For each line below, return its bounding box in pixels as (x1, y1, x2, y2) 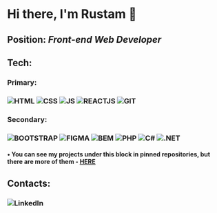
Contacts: (7, 177, 51, 189)
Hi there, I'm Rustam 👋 (7, 6, 137, 22)
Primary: (7, 77, 37, 87)
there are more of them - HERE (7, 158, 96, 166)
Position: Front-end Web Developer (7, 34, 162, 45)
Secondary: (7, 114, 48, 124)
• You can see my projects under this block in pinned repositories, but (7, 150, 211, 159)
